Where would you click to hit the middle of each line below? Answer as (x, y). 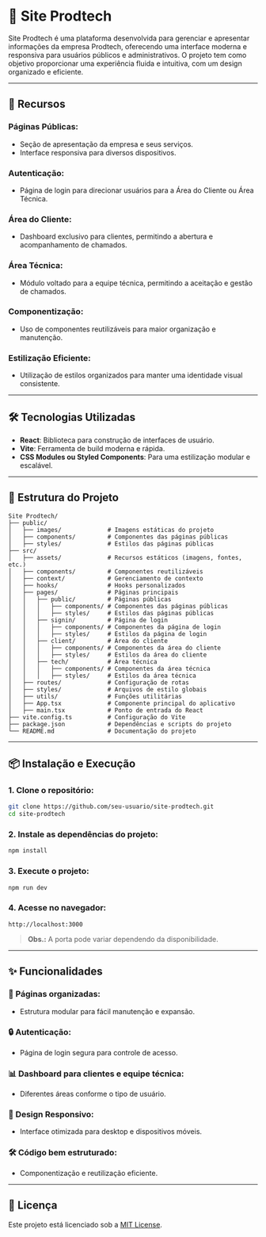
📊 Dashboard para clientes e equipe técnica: (96, 1074)
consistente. (40, 384)
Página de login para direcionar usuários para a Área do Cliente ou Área (137, 190)
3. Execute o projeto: (49, 871)
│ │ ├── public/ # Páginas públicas (90, 599)
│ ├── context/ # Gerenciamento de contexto (106, 578)
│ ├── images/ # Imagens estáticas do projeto (111, 530)
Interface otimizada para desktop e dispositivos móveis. (111, 1132)
